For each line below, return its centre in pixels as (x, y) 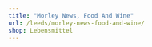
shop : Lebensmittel (41, 30)
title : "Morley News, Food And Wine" (71, 16)
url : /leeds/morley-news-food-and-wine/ (77, 23)
